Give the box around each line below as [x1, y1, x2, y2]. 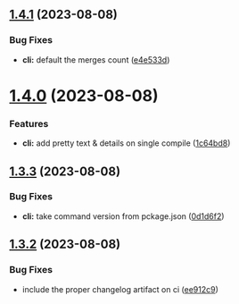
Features [9, 117, 49, 130]
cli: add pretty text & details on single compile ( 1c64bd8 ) [21, 138, 231, 148]
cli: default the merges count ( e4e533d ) [21, 54, 170, 65]
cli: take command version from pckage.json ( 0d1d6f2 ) [21, 210, 225, 222]
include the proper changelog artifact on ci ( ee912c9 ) [21, 283, 218, 294]
